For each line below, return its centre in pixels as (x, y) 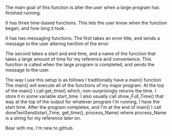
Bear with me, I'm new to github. (40, 128)
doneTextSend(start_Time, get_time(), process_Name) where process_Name (86, 113)
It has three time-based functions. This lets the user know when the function (86, 23)
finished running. (23, 13)
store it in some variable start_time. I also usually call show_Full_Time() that (84, 96)
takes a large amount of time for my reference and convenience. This (78, 59)
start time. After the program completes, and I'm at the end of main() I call (83, 107)
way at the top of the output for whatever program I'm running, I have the (83, 102)
